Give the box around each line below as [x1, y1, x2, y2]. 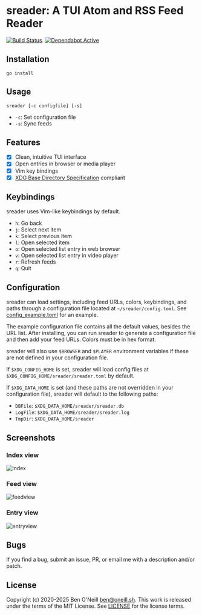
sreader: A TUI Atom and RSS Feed [6, 4, 184, 18]
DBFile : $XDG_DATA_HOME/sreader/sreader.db [15, 402, 124, 410]
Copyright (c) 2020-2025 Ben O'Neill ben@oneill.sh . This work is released [6, 596, 192, 603]
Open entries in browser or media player [15, 160, 116, 167]
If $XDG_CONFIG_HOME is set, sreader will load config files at [6, 366, 149, 373]
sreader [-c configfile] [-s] [6, 102, 83, 109]
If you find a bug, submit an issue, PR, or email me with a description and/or [6, 556, 195, 563]
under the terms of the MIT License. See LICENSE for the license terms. [6, 602, 185, 610]
